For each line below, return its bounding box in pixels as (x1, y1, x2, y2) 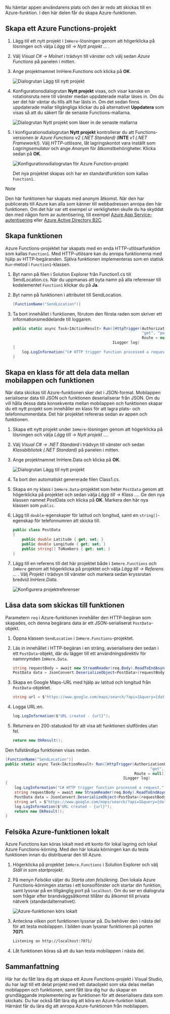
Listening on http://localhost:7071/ (12, 938, 93, 944)
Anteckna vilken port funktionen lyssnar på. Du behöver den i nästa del (12, 918, 161, 924)
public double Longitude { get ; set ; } (22, 542, 106, 547)
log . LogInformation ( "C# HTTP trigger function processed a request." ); (14, 785, 168, 790)
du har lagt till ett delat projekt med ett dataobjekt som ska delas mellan (5, 981, 154, 987)
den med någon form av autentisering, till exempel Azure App (5, 212, 133, 218)
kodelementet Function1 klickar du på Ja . (12, 282, 99, 288)
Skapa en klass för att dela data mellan (5, 368, 130, 377)
